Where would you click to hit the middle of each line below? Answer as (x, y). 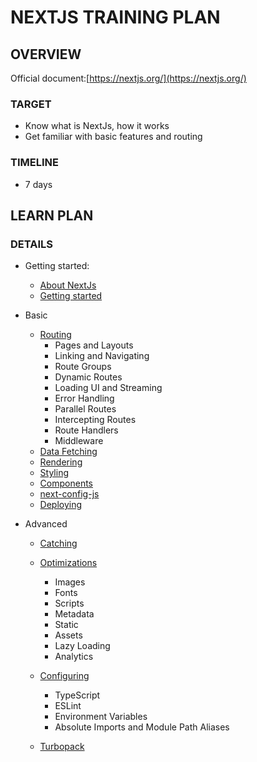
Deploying (61, 505)
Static (66, 625)
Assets (68, 635)
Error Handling (84, 398)
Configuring (64, 676)
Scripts (69, 603)
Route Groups (83, 367)
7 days (38, 184)
